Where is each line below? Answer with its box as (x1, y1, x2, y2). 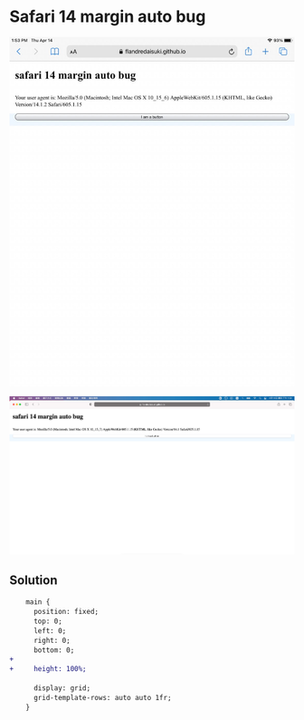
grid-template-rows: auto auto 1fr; (33, 693, 172, 702)
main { (25, 598, 51, 607)
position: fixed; (33, 608, 100, 617)
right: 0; (33, 636, 71, 645)
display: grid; (33, 684, 91, 693)
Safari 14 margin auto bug (9, 6, 206, 27)
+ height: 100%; (9, 665, 88, 674)
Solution (9, 572, 58, 588)
